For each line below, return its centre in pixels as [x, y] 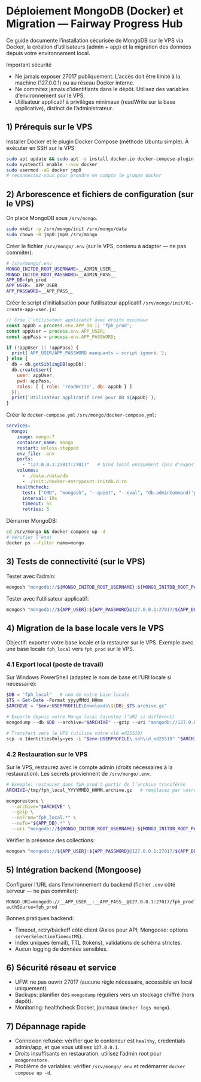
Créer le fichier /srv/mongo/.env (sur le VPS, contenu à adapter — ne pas [96, 246]
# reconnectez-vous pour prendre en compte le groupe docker [84, 176]
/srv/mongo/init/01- [168, 303]
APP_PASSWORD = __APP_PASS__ [40, 291]
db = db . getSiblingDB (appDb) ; [49, 364]
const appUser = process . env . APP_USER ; [56, 331]
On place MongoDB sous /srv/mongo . [52, 218]
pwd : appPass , [34, 381]
